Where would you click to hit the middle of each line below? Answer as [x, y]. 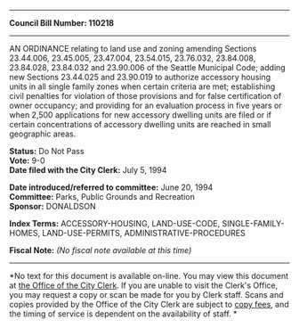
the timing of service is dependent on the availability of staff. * [123, 314]
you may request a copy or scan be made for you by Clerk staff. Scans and [146, 295]
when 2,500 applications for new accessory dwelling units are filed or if [140, 115]
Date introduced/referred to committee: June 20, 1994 [111, 187]
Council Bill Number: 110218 [61, 23]
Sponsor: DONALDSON [53, 206]
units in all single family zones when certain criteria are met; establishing [142, 86]
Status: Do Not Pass [47, 151]
